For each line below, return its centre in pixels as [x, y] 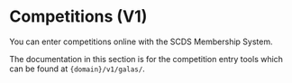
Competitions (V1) [78, 17]
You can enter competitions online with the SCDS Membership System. [141, 41]
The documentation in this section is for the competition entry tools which [146, 59]
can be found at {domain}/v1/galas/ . [78, 69]
